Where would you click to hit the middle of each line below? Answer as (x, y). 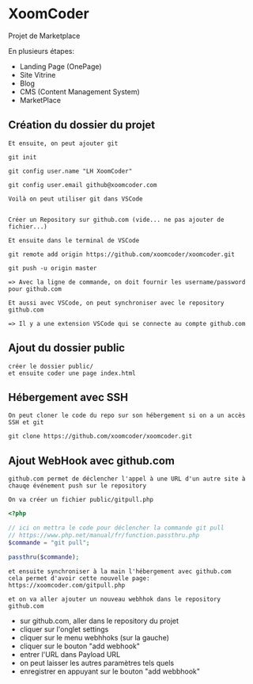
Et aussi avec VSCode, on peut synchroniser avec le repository (116, 303)
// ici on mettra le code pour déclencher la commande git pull (116, 528)
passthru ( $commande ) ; (44, 557)
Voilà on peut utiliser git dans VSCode (76, 199)
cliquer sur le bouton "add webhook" (80, 646)
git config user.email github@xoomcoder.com (83, 185)
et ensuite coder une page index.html (72, 373)
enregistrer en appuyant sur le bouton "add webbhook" (110, 671)
